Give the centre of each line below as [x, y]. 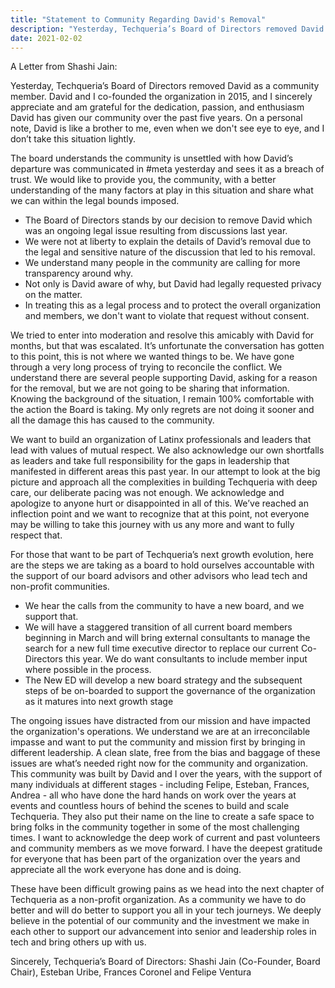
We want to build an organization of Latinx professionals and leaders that [161, 440]
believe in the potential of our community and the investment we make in [160, 921]
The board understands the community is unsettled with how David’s [152, 158]
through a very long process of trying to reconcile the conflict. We [146, 367]
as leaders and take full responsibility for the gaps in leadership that [150, 461]
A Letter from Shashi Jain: [64, 67]
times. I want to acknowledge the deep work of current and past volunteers [165, 838]
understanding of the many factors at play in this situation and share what [162, 190]
